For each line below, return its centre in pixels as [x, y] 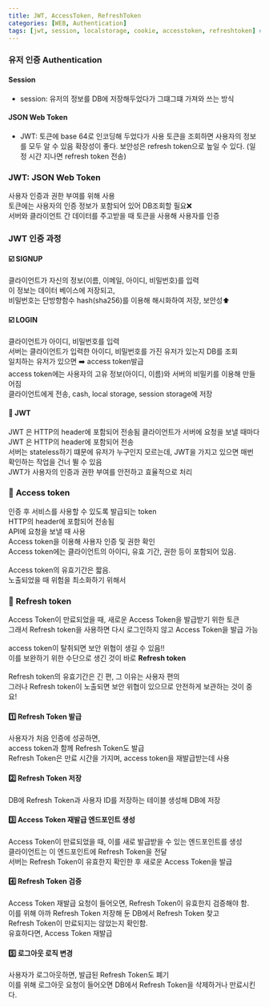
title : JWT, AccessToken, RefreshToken [75, 16]
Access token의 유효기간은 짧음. [60, 570]
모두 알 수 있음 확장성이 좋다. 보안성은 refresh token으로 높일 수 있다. [137, 146]
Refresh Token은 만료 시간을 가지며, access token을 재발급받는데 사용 [119, 758]
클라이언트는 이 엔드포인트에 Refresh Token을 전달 [88, 851]
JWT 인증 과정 [35, 239]
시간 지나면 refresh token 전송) [77, 156]
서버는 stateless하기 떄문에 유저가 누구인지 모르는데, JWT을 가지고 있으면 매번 [131, 451]
